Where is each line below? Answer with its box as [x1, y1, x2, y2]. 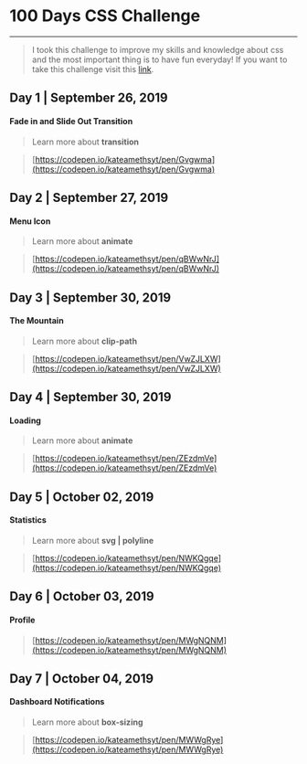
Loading [9, 415, 41, 426]
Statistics [9, 515, 48, 525]
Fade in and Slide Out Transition [9, 115, 133, 126]
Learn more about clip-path [31, 335, 138, 346]
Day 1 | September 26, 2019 [9, 90, 169, 106]
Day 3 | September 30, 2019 [9, 290, 172, 305]
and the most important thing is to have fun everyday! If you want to [31, 54, 288, 65]
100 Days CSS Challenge [9, 5, 201, 27]
